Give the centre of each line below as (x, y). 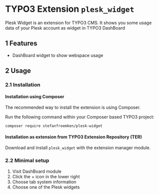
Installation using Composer (35, 97)
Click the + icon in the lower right (46, 176)
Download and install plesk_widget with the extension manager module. (78, 148)
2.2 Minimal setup (27, 161)
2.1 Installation (23, 85)
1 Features (21, 44)
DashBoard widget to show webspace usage (58, 55)
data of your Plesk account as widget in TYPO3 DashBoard (65, 28)
